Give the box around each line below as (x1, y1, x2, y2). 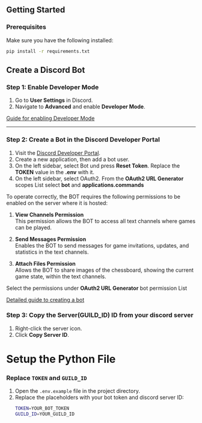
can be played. (14, 224, 52, 231)
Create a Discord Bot (6, 64, 85, 75)
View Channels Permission (14, 211, 84, 218)
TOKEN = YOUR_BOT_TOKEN (14, 406, 69, 412)
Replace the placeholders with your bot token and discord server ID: (14, 394, 185, 401)
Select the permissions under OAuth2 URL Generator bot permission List (6, 284, 188, 292)
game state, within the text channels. (14, 272, 106, 280)
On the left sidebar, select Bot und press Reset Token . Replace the (14, 162, 180, 169)
